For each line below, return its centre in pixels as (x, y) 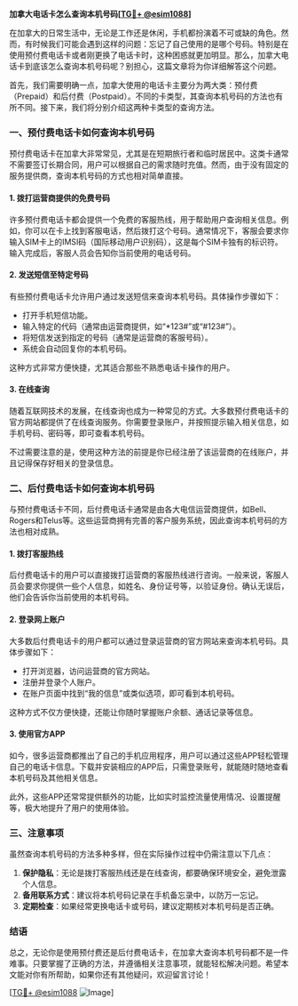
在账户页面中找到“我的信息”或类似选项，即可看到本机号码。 (130, 693)
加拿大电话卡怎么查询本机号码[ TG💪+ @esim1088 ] (101, 14)
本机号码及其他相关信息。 (56, 777)
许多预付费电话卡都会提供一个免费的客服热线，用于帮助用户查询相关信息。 (145, 219)
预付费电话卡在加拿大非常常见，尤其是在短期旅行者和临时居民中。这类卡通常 (149, 154)
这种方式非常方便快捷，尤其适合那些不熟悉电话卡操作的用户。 (122, 367)
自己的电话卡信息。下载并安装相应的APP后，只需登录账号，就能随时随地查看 (149, 766)
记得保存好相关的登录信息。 (67, 463)
